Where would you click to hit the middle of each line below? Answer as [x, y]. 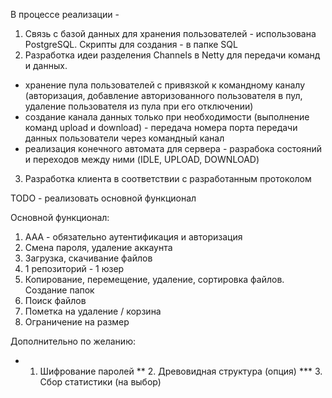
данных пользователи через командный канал [124, 138]
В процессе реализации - [65, 14]
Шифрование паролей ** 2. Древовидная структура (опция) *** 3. [181, 371]
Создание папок [59, 290]
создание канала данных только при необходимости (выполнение [167, 117]
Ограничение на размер [77, 322]
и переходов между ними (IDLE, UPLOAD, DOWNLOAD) [142, 159]
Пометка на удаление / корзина [93, 311]
